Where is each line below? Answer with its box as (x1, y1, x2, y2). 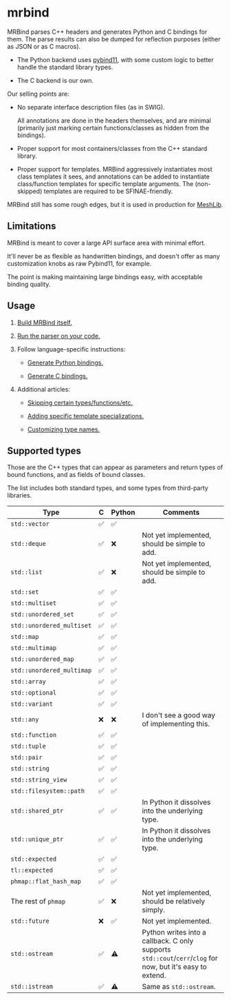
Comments (162, 508, 200, 518)
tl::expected (10, 866, 54, 875)
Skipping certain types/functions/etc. (27, 398, 133, 407)
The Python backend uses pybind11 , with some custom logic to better (16, 55, 214, 63)
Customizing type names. (27, 425, 100, 433)
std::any (10, 715, 39, 724)
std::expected (10, 855, 57, 863)
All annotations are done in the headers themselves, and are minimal (16, 116, 211, 125)
